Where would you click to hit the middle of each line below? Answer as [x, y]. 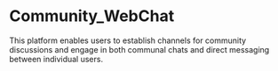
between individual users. [56, 59]
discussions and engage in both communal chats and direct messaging [139, 49]
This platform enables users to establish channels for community [128, 40]
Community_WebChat [92, 16]
